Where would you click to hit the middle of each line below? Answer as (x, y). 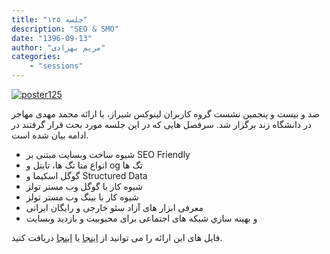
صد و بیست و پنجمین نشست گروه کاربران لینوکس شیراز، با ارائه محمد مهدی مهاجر (166, 114)
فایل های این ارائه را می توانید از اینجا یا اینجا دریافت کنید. (117, 237)
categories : (36, 57)
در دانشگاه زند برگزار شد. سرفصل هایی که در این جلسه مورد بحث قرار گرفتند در (162, 124)
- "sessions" (56, 66)
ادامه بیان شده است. (50, 135)
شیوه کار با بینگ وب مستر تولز (82, 197)
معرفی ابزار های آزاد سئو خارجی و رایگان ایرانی (114, 207)
